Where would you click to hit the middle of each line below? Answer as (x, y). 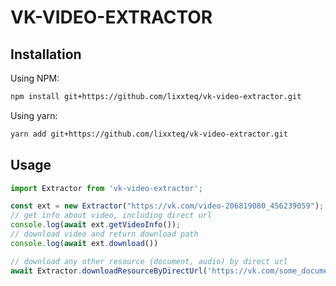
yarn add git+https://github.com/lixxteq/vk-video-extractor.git (149, 134)
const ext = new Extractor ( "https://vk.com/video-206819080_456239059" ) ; (167, 206)
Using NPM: (35, 78)
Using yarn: (34, 115)
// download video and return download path (104, 234)
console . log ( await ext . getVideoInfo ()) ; (96, 225)
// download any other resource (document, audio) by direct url (149, 261)
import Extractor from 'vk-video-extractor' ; (106, 188)
